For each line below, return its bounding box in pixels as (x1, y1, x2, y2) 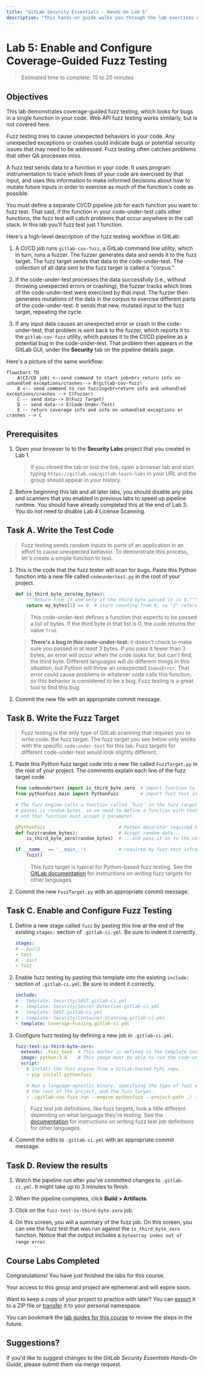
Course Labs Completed (6, 1256, 100, 1266)
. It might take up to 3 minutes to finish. (31, 1183, 129, 1190)
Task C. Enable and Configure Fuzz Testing (6, 906, 172, 916)
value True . (30, 626, 58, 634)
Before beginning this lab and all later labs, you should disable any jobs (15, 488, 193, 496)
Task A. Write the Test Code (6, 525, 114, 535)
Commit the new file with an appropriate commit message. (15, 695, 162, 703)
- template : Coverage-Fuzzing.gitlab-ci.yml (15, 1020, 130, 1026)
